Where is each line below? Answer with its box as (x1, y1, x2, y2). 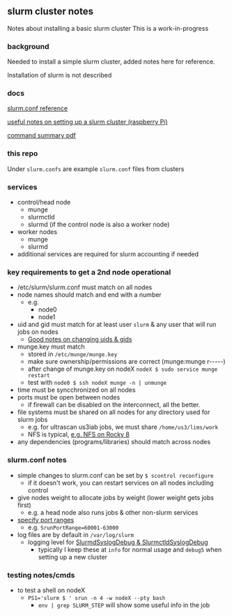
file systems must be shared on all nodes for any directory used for (17, 408, 210, 416)
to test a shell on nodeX (17, 586, 86, 594)
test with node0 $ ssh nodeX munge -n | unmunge (27, 379, 167, 387)
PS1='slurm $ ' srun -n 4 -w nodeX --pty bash (27, 594, 166, 601)
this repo (7, 149, 38, 159)
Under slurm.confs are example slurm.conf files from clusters (7, 164, 185, 173)
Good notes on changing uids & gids (27, 335, 132, 344)
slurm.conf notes (7, 455, 68, 465)
